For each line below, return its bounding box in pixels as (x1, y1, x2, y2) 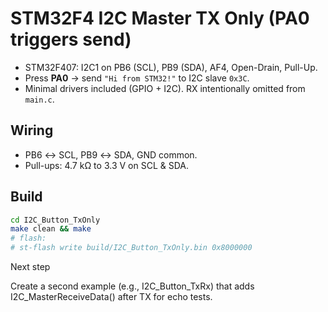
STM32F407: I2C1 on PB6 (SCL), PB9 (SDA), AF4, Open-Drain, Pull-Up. (24, 61, 318, 73)
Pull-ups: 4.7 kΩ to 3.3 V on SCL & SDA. (24, 159, 189, 171)
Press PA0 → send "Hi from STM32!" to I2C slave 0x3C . (24, 72, 250, 84)
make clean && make (10, 224, 92, 234)
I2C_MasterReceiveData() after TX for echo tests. (10, 291, 213, 303)
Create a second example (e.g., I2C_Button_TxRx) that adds (10, 280, 255, 292)
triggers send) (10, 28, 132, 51)
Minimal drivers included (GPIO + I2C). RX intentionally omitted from (24, 82, 306, 94)
